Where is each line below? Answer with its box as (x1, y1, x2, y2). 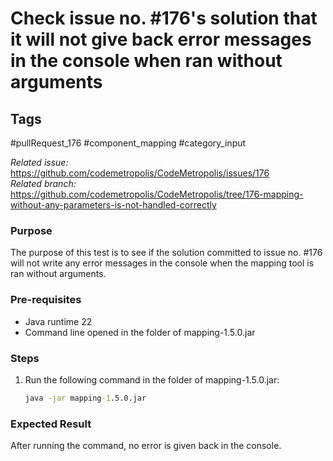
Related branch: (10, 178, 77, 189)
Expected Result (10, 417, 92, 431)
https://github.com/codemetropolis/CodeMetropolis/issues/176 (10, 167, 270, 179)
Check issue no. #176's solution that (10, 7, 318, 30)
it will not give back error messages (10, 28, 312, 51)
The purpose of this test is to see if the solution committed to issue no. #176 (10, 247, 323, 259)
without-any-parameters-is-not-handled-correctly (10, 199, 217, 211)
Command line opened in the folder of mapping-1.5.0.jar (24, 326, 256, 338)
